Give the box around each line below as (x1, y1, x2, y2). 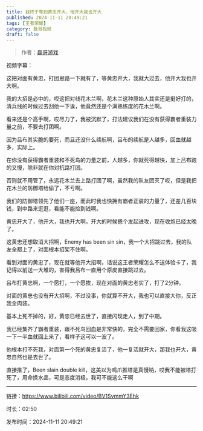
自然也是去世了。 (11, 353, 54, 361)
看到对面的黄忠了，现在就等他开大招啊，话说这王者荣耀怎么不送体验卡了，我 (6, 259, 197, 266)
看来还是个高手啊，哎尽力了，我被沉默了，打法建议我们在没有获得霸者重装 (6, 116, 192, 123)
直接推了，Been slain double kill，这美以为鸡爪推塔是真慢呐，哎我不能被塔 (6, 366, 192, 373)
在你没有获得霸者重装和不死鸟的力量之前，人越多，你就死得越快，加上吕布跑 (6, 156, 197, 164)
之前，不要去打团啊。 (11, 123, 65, 130)
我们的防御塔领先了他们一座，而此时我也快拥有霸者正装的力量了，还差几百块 (6, 198, 197, 205)
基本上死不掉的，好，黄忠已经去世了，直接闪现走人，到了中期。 (6, 313, 165, 320)
